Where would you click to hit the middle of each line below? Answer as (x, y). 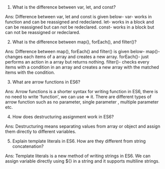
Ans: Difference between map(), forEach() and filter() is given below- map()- (82, 51)
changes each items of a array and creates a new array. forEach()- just (77, 57)
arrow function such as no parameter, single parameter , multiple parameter (82, 102)
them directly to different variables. (41, 132)
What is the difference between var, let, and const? (64, 7)
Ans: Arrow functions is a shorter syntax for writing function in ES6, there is (82, 91)
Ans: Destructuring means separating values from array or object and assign (83, 126)
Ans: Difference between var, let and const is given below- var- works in (78, 17)
